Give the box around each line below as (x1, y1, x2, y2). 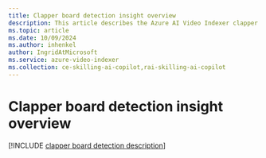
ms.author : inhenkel (8, 41, 77, 49)
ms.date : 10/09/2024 (8, 33, 77, 42)
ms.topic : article (8, 26, 69, 34)
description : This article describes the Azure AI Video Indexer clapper (8, 19, 259, 27)
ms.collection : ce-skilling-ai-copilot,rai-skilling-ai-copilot (8, 64, 226, 71)
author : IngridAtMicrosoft (8, 48, 98, 56)
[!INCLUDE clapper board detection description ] (8, 141, 166, 150)
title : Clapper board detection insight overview (8, 11, 177, 20)
